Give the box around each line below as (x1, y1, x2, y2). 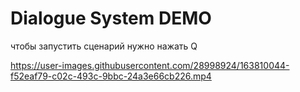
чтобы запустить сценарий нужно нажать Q (10, 40, 198, 52)
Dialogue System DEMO (10, 7, 212, 30)
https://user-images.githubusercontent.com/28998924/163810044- (10, 59, 290, 71)
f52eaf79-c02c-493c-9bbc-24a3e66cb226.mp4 (10, 70, 212, 82)
